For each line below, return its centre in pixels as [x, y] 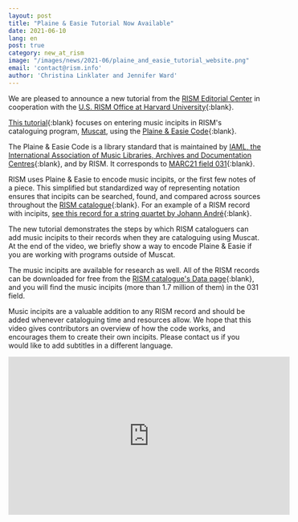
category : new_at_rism [46, 53]
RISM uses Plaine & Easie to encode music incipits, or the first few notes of [132, 179]
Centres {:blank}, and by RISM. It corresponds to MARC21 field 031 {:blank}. [132, 163]
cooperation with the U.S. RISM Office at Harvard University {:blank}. [121, 107]
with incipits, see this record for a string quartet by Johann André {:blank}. [130, 213]
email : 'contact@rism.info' [55, 68]
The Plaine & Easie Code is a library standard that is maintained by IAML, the [135, 146]
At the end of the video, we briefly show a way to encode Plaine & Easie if [130, 246]
